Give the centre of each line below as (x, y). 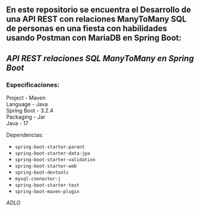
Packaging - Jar (26, 117)
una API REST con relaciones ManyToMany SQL (96, 19)
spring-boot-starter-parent (50, 147)
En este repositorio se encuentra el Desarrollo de (99, 10)
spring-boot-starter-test (47, 185)
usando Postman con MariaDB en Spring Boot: (94, 38)
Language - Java (27, 104)
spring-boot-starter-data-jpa (53, 153)
